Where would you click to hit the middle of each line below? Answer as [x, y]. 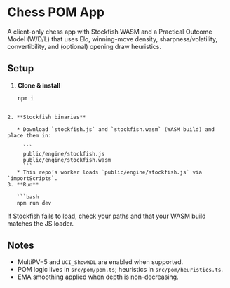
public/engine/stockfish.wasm [67, 160]
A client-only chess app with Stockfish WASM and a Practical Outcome [110, 32]
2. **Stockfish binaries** [47, 117]
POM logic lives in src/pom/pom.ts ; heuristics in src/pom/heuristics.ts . [120, 270]
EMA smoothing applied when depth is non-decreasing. [98, 277]
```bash [28, 197]
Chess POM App [56, 12]
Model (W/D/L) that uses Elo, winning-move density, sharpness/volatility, [113, 39]
